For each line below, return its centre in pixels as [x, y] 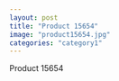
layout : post [34, 18]
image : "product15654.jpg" [60, 34]
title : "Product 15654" [54, 26]
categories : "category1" [56, 43]
